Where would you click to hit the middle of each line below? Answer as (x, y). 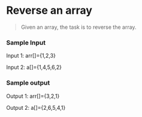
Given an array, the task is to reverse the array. (78, 27)
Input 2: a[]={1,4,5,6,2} (34, 67)
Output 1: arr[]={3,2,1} (33, 96)
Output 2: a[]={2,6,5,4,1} (36, 107)
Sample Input (26, 43)
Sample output (28, 83)
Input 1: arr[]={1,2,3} (31, 56)
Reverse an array (49, 10)
